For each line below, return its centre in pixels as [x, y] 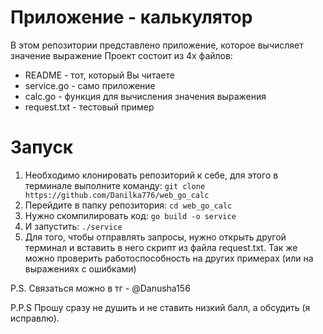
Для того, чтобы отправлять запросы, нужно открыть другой [155, 237]
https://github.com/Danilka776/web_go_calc [117, 195]
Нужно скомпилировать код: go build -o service [130, 215]
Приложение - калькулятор [131, 17]
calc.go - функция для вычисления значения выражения [145, 96]
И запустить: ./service [73, 226]
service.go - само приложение [90, 85]
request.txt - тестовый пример [89, 107]
